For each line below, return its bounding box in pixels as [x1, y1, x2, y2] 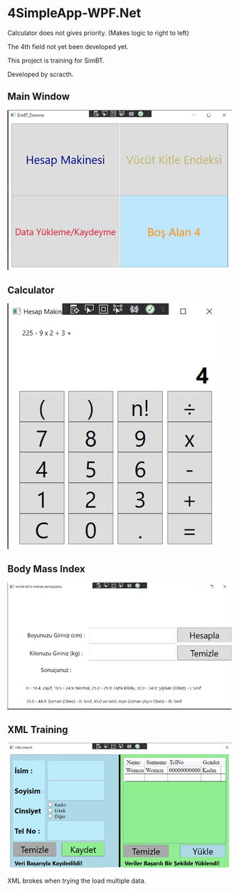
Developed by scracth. [7, 70, 74, 78]
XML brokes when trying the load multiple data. [7, 876, 147, 885]
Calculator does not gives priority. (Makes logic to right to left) [7, 28, 190, 37]
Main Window [7, 90, 70, 103]
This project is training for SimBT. [7, 56, 105, 65]
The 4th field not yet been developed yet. [7, 42, 129, 51]
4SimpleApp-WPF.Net [7, 5, 142, 21]
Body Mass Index [7, 563, 85, 575]
